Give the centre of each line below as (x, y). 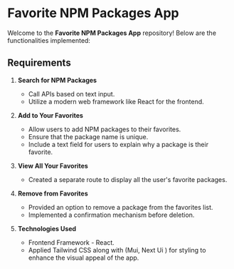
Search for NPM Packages (57, 80)
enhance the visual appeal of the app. (84, 258)
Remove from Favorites (53, 193)
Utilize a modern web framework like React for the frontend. (116, 101)
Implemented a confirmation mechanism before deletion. (111, 215)
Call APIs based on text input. (71, 93)
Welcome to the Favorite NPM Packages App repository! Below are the (112, 33)
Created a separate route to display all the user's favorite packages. (128, 179)
